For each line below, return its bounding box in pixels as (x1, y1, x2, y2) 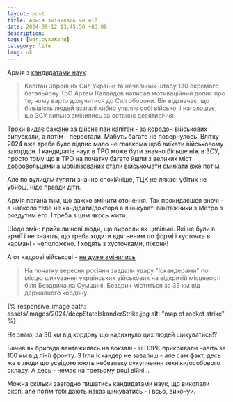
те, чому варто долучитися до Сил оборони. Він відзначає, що (24, 96, 210, 105)
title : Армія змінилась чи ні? (7, 17, 98, 24)
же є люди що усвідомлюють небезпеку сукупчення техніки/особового (7, 358, 220, 366)
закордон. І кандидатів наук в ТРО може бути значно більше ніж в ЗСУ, (7, 147, 220, 155)
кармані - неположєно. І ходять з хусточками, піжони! (7, 239, 169, 247)
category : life (7, 42, 51, 49)
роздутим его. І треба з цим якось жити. (7, 210, 127, 219)
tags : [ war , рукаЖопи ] (7, 36, 70, 43)
